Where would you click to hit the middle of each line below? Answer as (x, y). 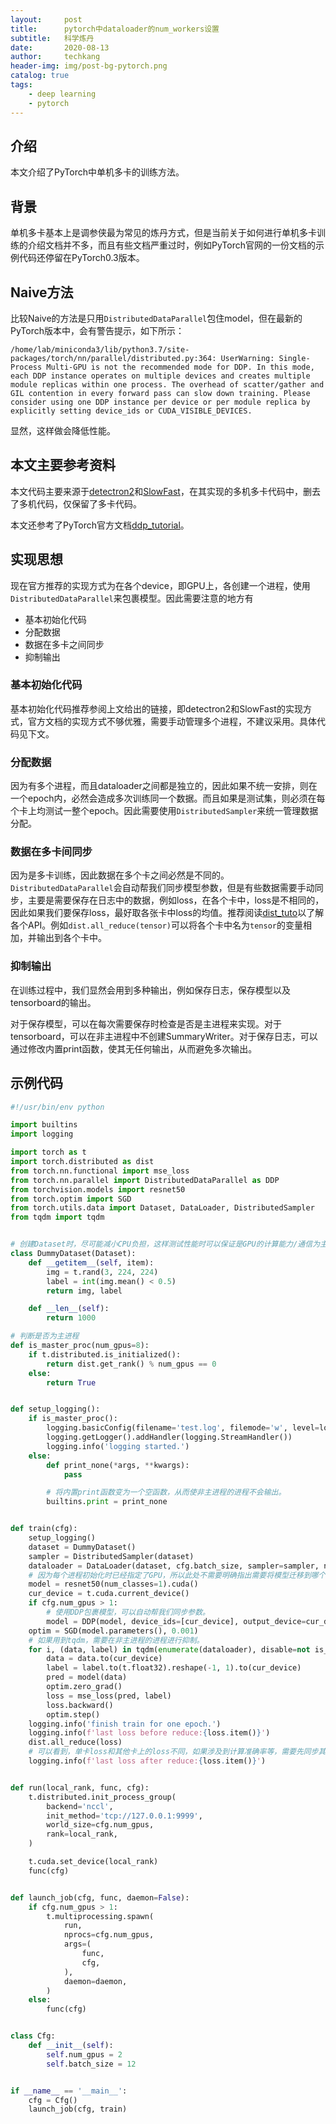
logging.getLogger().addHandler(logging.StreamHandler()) (169, 1437)
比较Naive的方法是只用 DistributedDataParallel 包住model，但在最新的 (156, 318)
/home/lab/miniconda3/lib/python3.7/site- (100, 349)
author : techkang (55, 57)
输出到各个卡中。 (71, 938)
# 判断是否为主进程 (45, 1336)
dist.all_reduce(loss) (75, 1742)
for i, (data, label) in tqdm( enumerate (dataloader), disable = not (169, 1649)
